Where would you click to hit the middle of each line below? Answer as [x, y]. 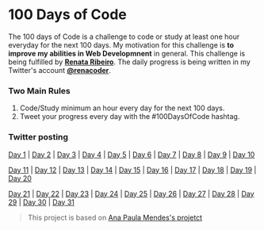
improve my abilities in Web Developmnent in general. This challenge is [127, 53]
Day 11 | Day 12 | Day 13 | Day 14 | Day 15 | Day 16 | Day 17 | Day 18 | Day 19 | [132, 170]
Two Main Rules [39, 90]
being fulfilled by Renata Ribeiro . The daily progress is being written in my [130, 62]
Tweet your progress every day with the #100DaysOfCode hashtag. [130, 117]
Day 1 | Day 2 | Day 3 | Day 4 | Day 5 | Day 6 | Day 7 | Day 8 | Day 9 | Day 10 [132, 154]
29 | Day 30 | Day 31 [42, 202]
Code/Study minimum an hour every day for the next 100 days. [122, 108]
